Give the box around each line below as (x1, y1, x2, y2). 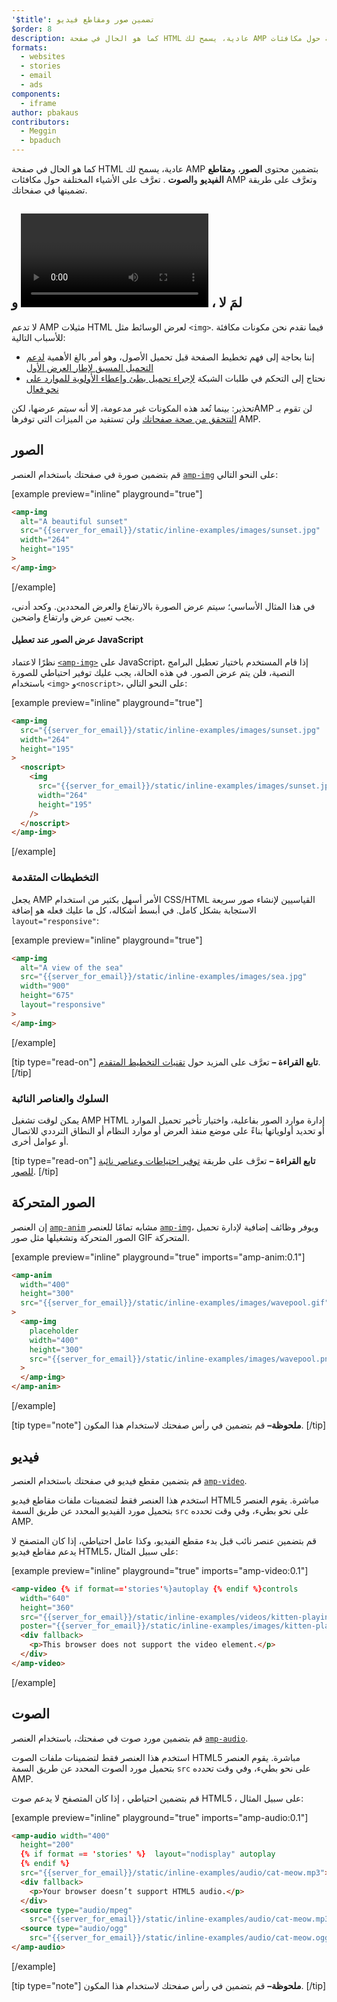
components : (11, 89, 61, 99)
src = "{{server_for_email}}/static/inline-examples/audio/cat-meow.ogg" (29, 1933, 334, 1943)
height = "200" (20, 1840, 75, 1850)
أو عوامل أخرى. (11, 1135, 69, 1147)
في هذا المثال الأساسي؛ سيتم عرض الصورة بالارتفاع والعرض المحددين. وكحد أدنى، (11, 600, 316, 612)
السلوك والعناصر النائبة (11, 1091, 109, 1105)
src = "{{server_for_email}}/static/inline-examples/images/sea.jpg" (20, 972, 308, 982)
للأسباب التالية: (11, 331, 66, 343)
